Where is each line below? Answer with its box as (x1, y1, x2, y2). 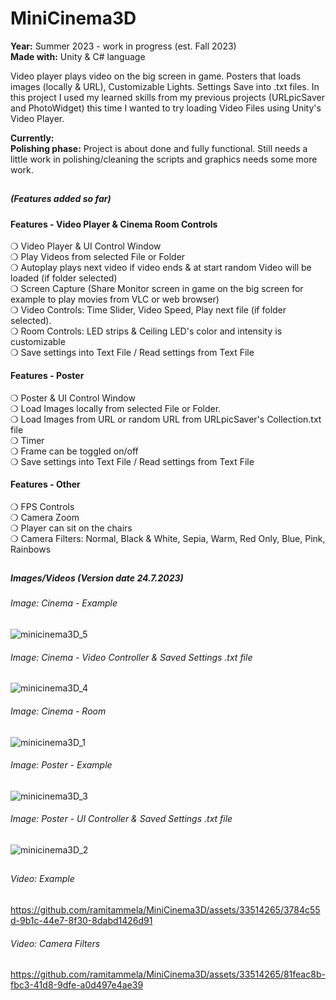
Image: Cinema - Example (10, 597, 118, 609)
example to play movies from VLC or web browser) (10, 293, 220, 306)
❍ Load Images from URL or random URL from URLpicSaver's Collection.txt (10, 413, 322, 425)
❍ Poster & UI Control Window (10, 392, 136, 404)
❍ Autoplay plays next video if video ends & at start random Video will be (10, 262, 312, 274)
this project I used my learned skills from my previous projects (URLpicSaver (10, 91, 325, 103)
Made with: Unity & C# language (10, 50, 146, 62)
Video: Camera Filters (10, 937, 101, 949)
